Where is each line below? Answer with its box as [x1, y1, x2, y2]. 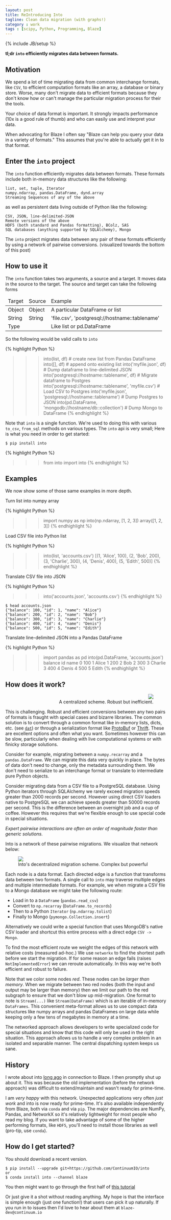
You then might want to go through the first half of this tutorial [5, 1184, 135, 1190]
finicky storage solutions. [5, 741, 59, 747]
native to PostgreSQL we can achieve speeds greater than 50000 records [5, 799, 160, 806]
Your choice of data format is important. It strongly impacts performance [5, 110, 158, 117]
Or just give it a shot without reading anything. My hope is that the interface [5, 1193, 164, 1200]
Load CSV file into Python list [5, 533, 67, 539]
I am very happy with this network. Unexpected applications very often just [5, 1095, 163, 1101]
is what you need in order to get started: [5, 431, 90, 437]
